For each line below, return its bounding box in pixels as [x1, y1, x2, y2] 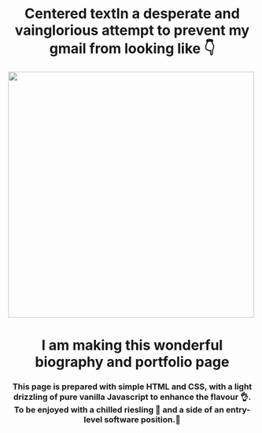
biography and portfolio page [35, 353, 230, 371]
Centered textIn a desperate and [24, 5, 240, 23]
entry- [225, 405, 251, 416]
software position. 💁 [104, 414, 181, 425]
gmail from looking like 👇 [49, 40, 216, 57]
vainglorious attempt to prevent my [14, 21, 250, 39]
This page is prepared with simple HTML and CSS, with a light [12, 381, 253, 392]
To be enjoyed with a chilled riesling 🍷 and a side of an [13, 405, 224, 416]
